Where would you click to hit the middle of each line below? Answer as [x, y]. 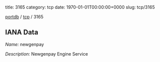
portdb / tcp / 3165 [24, 17]
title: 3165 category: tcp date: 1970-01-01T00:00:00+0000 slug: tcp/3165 [80, 7]
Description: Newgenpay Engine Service [47, 54]
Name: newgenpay [25, 44]
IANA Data [22, 32]
